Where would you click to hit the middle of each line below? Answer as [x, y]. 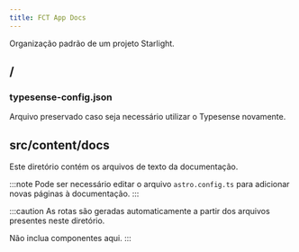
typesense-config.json [61, 97]
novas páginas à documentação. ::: [74, 193]
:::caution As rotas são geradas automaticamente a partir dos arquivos [140, 211]
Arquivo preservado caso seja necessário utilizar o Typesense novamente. [148, 117]
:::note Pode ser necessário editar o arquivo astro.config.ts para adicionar [149, 184]
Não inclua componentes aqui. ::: [71, 238]
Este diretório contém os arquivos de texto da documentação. [124, 166]
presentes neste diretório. [57, 220]
